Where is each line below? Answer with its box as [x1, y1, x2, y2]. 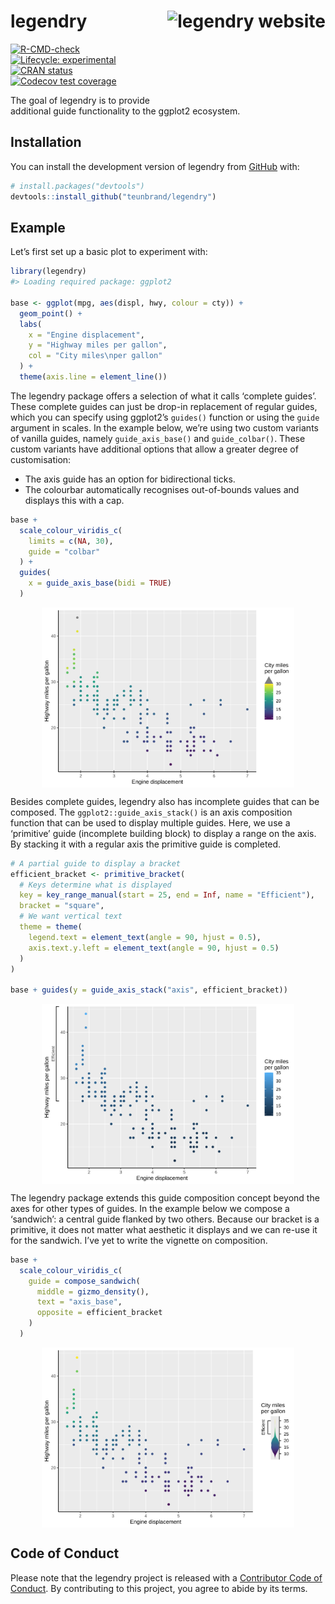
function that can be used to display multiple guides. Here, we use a [10, 816, 291, 829]
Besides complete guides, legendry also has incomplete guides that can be [10, 795, 320, 807]
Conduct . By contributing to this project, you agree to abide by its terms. [10, 1582, 308, 1594]
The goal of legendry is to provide [10, 94, 150, 106]
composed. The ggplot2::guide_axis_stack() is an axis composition [10, 806, 293, 818]
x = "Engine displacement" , [28, 330, 145, 340]
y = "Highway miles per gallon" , [28, 340, 168, 350]
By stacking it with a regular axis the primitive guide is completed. [10, 838, 282, 850]
